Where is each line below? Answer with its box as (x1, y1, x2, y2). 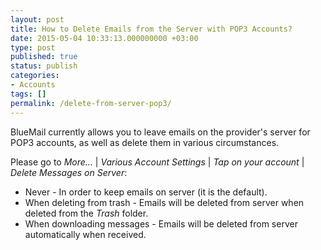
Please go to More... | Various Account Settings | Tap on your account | (10, 156, 305, 168)
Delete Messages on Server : (10, 166, 128, 178)
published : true (10, 52, 78, 62)
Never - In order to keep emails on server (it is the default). (24, 186, 268, 198)
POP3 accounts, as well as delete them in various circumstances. (10, 136, 280, 148)
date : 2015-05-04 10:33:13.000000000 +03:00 (10, 33, 199, 43)
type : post (10, 42, 56, 53)
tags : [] (10, 89, 47, 99)
